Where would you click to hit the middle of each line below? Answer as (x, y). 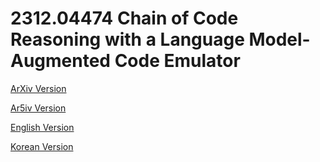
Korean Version (42, 146)
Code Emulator (177, 61)
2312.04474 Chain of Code (124, 18)
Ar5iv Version (38, 108)
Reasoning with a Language (127, 39)
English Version (42, 127)
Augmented (61, 61)
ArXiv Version (38, 88)
